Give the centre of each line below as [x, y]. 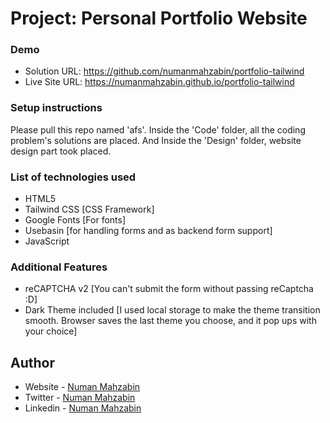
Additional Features [59, 267]
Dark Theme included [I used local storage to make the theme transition [172, 310]
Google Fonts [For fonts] [75, 220]
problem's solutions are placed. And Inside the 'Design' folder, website [156, 140]
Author [32, 362]
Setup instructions [56, 108]
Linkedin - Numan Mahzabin [83, 408]
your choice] [51, 331]
